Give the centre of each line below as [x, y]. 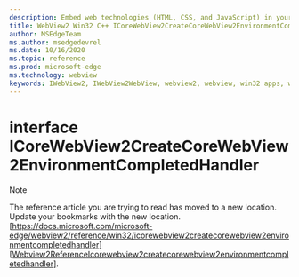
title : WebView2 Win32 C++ [59, 26]
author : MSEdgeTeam [45, 34]
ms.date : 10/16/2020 [48, 51]
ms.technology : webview [53, 75]
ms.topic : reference [48, 59]
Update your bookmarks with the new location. [95, 216]
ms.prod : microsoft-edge [55, 67]
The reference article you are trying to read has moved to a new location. [143, 207]
